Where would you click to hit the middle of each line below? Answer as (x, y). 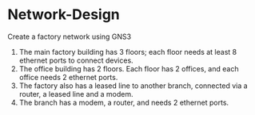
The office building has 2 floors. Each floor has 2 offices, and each (129, 68)
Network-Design (64, 15)
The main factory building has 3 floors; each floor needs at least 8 (128, 52)
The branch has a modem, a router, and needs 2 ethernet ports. (124, 102)
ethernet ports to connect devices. (76, 60)
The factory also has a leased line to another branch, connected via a (133, 86)
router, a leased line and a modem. (76, 94)
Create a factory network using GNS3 (70, 36)
